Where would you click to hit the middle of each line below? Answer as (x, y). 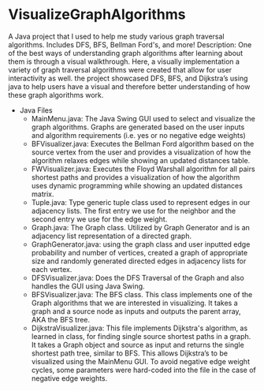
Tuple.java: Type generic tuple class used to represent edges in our (141, 202)
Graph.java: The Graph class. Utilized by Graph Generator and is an (141, 227)
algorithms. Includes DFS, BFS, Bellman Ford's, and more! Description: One (130, 44)
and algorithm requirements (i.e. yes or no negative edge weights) (138, 135)
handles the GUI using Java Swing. (88, 286)
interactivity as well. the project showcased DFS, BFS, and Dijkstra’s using (128, 78)
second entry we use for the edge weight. (99, 219)
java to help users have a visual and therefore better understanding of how (129, 86)
